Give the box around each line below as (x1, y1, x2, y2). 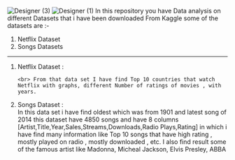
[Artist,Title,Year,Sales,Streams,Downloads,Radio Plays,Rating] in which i (17, 123, 227, 131)
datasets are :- (7, 22, 50, 29)
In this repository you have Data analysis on (95, 7, 222, 15)
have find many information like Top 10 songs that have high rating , (17, 130, 213, 138)
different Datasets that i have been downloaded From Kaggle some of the (7, 14, 219, 22)
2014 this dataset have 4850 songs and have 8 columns (17, 115, 179, 124)
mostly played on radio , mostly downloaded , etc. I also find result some (17, 138, 227, 146)
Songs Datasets (17, 43, 64, 50)
